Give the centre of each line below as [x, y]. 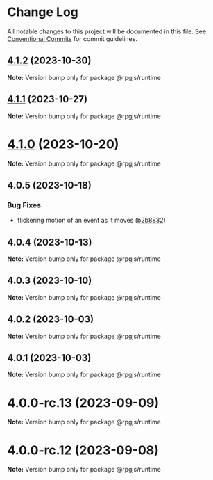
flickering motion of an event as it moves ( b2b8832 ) [92, 221]
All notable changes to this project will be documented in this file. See [107, 31]
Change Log [43, 12]
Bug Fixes [24, 205]
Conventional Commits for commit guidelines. [72, 38]
